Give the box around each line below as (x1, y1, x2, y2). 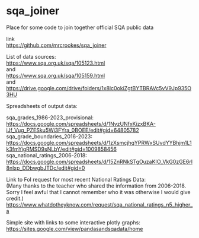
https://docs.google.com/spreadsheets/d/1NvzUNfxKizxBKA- (6, 120, 156, 127)
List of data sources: (6, 53, 56, 60)
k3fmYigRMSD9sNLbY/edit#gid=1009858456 (6, 145, 117, 153)
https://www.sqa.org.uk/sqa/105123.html (6, 59, 105, 66)
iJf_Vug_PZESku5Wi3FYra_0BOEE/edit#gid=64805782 (6, 126, 139, 134)
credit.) (6, 195, 24, 202)
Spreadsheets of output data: (6, 102, 78, 109)
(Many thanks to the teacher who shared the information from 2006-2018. (6, 182, 187, 189)
